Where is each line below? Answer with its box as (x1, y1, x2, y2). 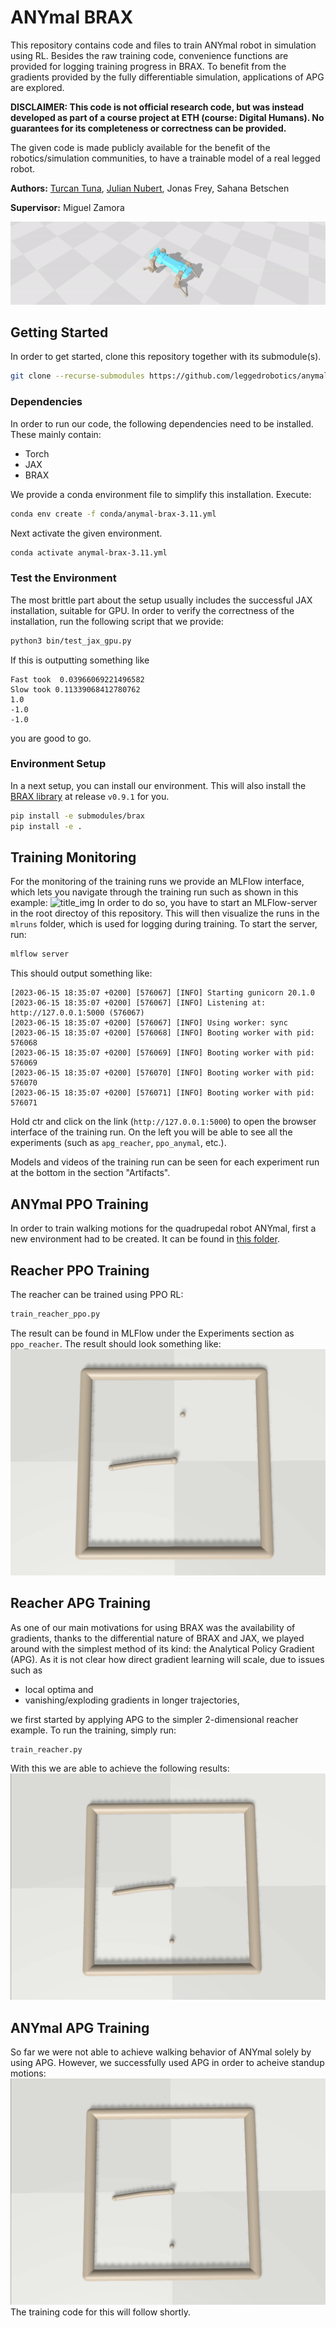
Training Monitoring (10, 849, 137, 866)
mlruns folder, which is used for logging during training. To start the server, (10, 918, 318, 930)
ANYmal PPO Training (10, 1196, 149, 1213)
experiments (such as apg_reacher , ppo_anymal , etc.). (10, 1137, 227, 1149)
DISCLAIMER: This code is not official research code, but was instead (10, 101, 305, 113)
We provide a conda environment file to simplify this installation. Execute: (10, 488, 312, 500)
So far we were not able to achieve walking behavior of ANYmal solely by (10, 2046, 312, 2058)
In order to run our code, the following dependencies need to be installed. (10, 417, 314, 430)
